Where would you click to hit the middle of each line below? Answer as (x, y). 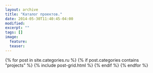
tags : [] (14, 32)
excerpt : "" (17, 28)
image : (12, 37)
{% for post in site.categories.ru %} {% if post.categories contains (72, 60)
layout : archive (22, 10)
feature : (18, 42)
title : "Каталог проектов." (34, 14)
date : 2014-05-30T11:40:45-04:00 (39, 19)
